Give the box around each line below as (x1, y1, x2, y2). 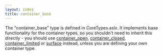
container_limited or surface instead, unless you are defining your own (5, 40, 147, 46)
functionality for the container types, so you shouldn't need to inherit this (5, 30, 153, 36)
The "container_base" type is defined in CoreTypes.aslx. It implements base (5, 25, 158, 30)
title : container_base (5, 12, 51, 16)
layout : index (5, 7, 34, 12)
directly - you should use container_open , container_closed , (5, 35, 126, 41)
